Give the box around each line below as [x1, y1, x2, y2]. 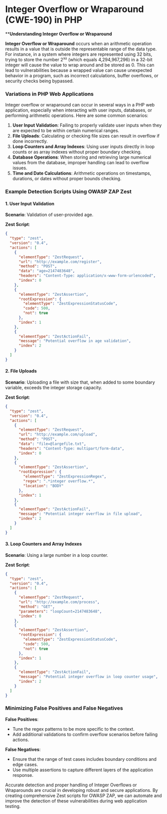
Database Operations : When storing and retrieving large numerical [12, 154, 151, 160]
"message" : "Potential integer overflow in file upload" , [18, 511, 142, 517]
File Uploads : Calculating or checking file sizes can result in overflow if [12, 133, 159, 139]
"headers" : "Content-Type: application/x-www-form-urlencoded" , [18, 273, 156, 278]
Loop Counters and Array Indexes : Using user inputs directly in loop [12, 144, 155, 150]
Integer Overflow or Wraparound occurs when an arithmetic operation [5, 40, 152, 46]
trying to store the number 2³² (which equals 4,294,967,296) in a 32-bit [5, 56, 153, 62]
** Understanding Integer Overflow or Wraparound [5, 31, 112, 37]
